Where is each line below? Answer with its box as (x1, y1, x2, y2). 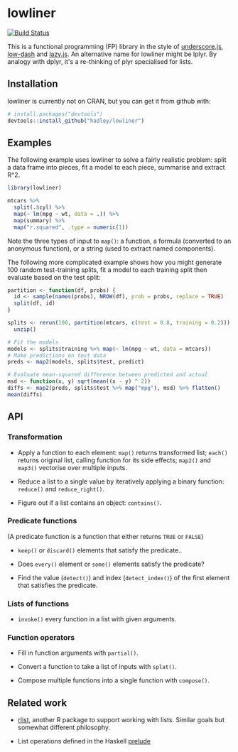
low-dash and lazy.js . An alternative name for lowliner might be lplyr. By (7, 50, 217, 58)
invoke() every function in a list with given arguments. (17, 615, 177, 623)
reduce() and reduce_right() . (17, 484, 104, 493)
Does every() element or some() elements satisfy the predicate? (17, 560, 205, 568)
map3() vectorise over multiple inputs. (17, 463, 128, 472)
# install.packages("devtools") (7, 110, 103, 118)
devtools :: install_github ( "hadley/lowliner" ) (7, 117, 144, 124)
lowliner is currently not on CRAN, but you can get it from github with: (7, 97, 211, 105)
